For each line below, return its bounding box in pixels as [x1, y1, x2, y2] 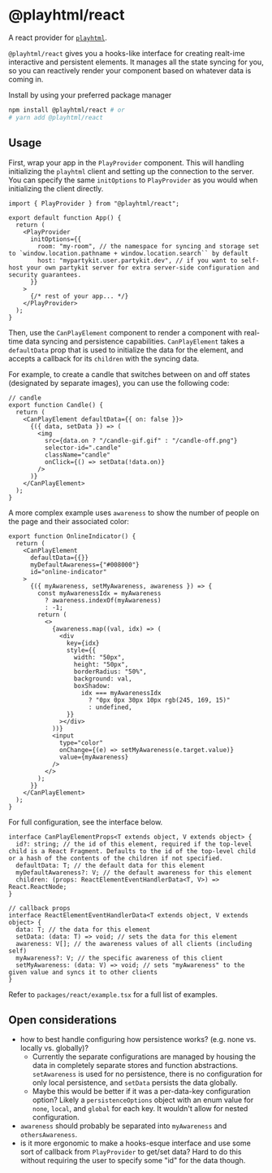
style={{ [66, 646, 96, 654]
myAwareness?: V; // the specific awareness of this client [15, 954, 223, 962]
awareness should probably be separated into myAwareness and [19, 1121, 227, 1131]
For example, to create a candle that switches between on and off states [8, 369, 250, 379]
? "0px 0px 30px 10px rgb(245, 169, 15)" [88, 696, 231, 704]
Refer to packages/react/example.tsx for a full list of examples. [8, 989, 218, 999]
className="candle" [44, 450, 111, 459]
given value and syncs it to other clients [8, 968, 158, 976]
